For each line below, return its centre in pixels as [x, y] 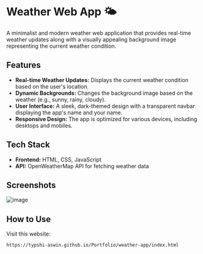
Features [24, 65]
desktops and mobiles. [44, 125]
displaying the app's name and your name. [69, 112]
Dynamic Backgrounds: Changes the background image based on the [104, 93]
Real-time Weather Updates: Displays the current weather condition [102, 80]
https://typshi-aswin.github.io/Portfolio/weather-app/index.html [93, 245]
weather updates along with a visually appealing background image [91, 39]
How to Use [29, 219]
